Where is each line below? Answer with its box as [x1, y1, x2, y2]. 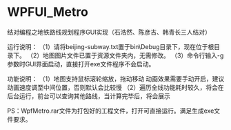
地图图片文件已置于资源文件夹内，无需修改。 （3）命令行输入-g [42, 51, 224, 59]
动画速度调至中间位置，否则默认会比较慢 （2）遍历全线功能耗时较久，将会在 [7, 83, 224, 91]
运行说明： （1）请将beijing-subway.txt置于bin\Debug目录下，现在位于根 [7, 42, 214, 50]
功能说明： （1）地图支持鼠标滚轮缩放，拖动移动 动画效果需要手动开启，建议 [7, 74, 225, 83]
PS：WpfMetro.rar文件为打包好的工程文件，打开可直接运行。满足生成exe [7, 106, 214, 115]
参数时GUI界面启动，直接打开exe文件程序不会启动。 [7, 59, 155, 68]
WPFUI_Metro [7, 4, 88, 20]
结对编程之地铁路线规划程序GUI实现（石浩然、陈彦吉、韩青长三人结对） [7, 28, 212, 36]
